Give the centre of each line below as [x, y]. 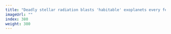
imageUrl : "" [19, 14]
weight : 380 [18, 24]
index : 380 [17, 19]
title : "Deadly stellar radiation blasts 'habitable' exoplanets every [83, 10]
